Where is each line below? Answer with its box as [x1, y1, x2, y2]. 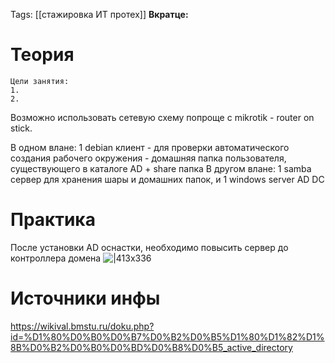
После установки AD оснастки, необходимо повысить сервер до [10, 241, 289, 253]
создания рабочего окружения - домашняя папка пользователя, [10, 152, 287, 164]
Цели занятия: [10, 76, 70, 86]
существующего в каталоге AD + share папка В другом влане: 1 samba [10, 162, 312, 174]
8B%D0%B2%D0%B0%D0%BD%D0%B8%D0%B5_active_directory [10, 341, 293, 353]
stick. [10, 122, 33, 134]
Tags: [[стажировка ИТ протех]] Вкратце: [10, 9, 189, 20]
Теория [10, 44, 75, 66]
